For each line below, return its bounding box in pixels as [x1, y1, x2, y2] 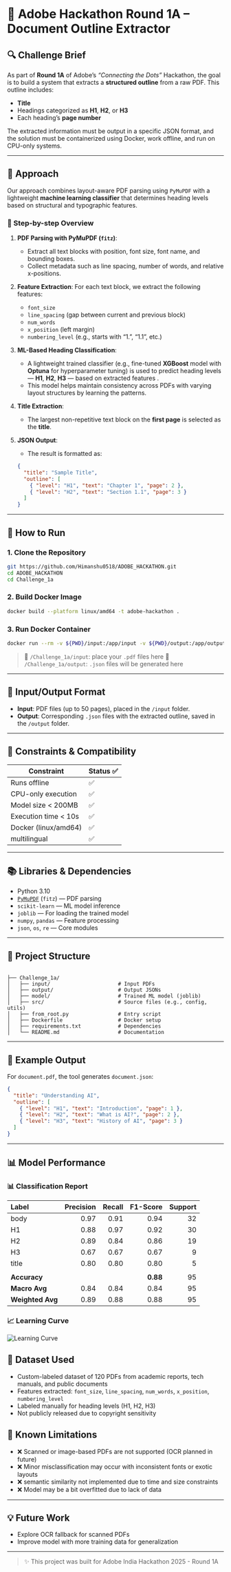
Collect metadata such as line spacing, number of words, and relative [27, 262, 224, 270]
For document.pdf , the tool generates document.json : [7, 1072, 154, 1080]
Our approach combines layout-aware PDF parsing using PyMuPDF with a [7, 186, 210, 195]
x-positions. [27, 269, 62, 278]
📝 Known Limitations [7, 1429, 98, 1441]
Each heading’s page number [16, 114, 102, 121]
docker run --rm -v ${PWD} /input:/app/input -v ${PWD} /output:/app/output [7, 640, 226, 647]
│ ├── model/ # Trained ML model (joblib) [7, 993, 201, 999]
